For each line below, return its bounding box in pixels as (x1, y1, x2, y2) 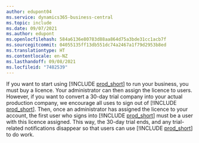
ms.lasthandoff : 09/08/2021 (6, 58, 76, 64)
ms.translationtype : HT (6, 48, 66, 54)
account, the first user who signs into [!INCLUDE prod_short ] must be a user (6, 112, 194, 119)
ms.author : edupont (6, 31, 55, 37)
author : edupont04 (6, 8, 52, 15)
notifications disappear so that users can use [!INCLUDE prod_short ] (24, 125, 193, 132)
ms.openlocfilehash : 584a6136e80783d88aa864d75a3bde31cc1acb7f (6, 36, 167, 42)
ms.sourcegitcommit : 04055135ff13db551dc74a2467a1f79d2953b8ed (6, 42, 167, 48)
